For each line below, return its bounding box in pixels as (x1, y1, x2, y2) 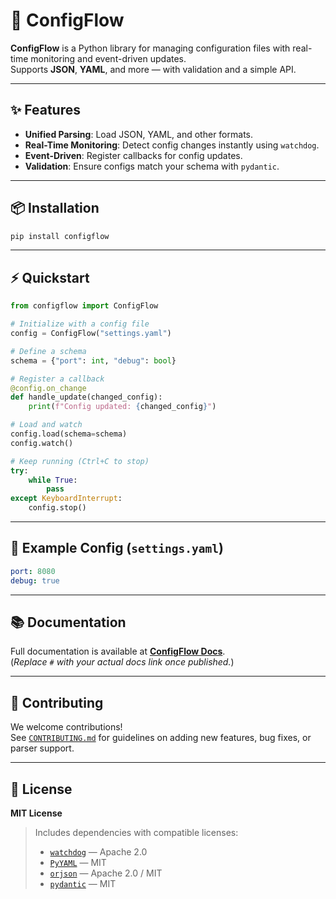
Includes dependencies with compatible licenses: (34, 827, 239, 838)
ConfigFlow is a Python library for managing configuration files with (10, 42, 291, 54)
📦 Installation (10, 200, 100, 217)
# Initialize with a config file (10, 319, 150, 329)
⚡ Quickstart (10, 269, 90, 286)
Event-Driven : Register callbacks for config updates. (24, 149, 243, 161)
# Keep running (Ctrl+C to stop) (10, 456, 150, 466)
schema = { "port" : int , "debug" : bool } (10, 355, 177, 366)
